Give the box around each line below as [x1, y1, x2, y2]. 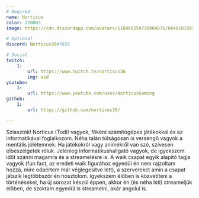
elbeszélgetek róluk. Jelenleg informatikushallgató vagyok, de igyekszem [6, 147, 185, 154]
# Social [6, 52, 28, 58]
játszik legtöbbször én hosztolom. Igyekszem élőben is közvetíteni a [6, 172, 172, 179]
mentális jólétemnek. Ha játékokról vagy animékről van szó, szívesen [6, 141, 174, 148]
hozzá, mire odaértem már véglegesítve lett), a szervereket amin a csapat [6, 166, 186, 173]
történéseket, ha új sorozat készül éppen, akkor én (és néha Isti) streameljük [6, 178, 192, 186]
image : [6, 25, 23, 31]
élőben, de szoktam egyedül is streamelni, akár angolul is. [6, 184, 147, 192]
